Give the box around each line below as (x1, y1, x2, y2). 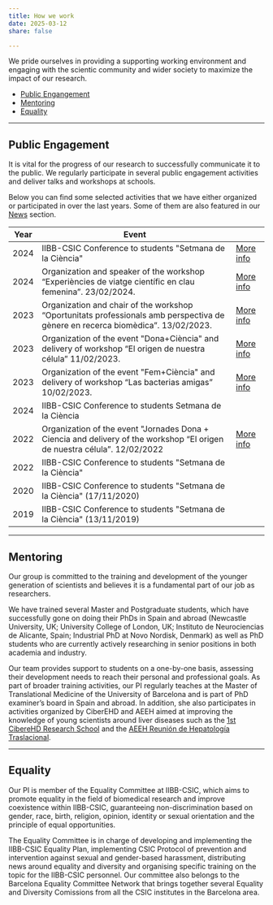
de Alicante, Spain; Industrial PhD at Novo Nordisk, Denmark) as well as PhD (8, 630, 264, 640)
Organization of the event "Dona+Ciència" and (41, 333, 219, 344)
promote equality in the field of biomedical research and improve (8, 794, 226, 803)
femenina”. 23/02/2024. (41, 286, 136, 297)
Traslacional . (8, 733, 51, 742)
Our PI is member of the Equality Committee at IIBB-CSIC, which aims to (8, 785, 249, 795)
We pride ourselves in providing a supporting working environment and (8, 56, 246, 66)
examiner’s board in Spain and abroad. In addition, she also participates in (8, 698, 256, 708)
